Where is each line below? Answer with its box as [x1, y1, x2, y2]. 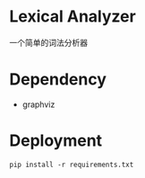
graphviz [21, 99, 55, 110]
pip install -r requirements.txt [9, 160, 134, 169]
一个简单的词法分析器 [9, 37, 88, 48]
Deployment [9, 130, 103, 151]
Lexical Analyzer [9, 6, 136, 27]
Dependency [9, 69, 107, 90]
